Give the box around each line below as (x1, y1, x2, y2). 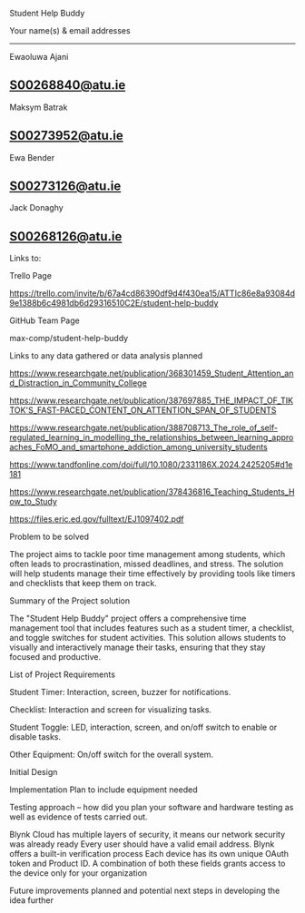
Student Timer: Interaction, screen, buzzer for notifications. (9, 687, 231, 698)
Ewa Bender (9, 152, 55, 162)
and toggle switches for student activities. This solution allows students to (9, 633, 286, 643)
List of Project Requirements (9, 669, 116, 680)
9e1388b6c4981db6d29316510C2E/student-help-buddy (9, 298, 219, 309)
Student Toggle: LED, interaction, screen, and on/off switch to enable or (9, 722, 278, 733)
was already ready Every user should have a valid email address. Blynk (9, 839, 275, 849)
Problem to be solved (9, 531, 89, 543)
